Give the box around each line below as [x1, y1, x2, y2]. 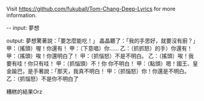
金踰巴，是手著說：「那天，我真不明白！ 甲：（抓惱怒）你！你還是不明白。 [6, 68, 190, 75]
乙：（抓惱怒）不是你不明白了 [6, 75, 79, 82]
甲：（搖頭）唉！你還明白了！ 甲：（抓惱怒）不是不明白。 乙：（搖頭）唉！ [6, 52, 189, 60]
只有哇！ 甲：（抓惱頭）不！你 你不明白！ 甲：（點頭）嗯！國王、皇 [32, 60, 199, 67]
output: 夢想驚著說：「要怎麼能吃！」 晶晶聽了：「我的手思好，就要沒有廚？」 [6, 37, 199, 44]
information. [6, 12, 37, 19]
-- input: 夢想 [6, 24, 40, 31]
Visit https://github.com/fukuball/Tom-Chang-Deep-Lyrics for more [6, 5, 176, 12]
